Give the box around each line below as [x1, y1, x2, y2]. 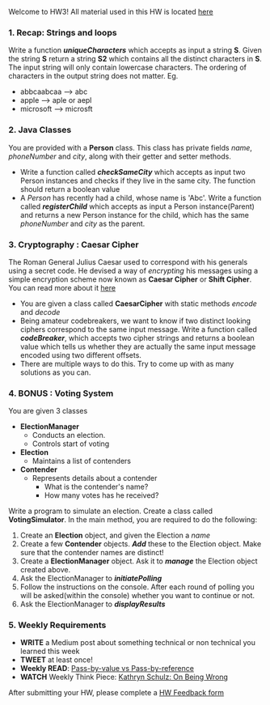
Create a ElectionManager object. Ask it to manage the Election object [19, 556, 258, 566]
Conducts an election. [32, 431, 106, 440]
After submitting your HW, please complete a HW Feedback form [8, 688, 225, 698]
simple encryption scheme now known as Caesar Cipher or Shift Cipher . [8, 274, 252, 284]
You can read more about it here [8, 282, 116, 292]
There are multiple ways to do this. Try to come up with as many [19, 359, 234, 368]
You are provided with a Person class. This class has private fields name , [8, 142, 253, 152]
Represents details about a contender [32, 474, 158, 483]
